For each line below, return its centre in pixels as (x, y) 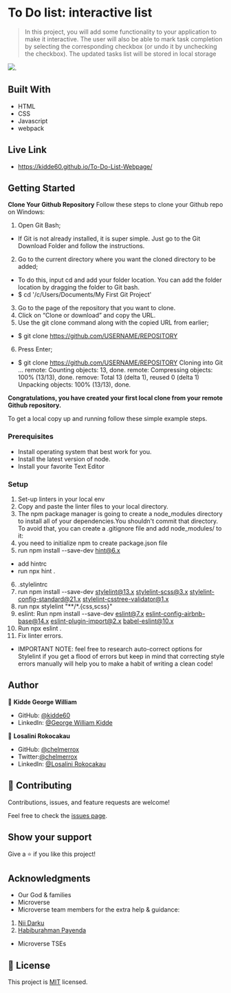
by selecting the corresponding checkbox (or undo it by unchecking (121, 46)
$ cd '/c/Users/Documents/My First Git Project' (85, 295)
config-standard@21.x (49, 599)
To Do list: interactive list (80, 13)
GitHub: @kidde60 (44, 715)
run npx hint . (36, 571)
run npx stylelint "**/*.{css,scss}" (65, 606)
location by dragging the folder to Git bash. (79, 287)
